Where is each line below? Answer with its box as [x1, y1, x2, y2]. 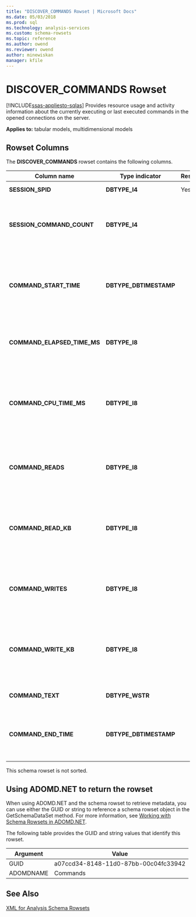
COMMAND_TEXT [9, 691, 60, 699]
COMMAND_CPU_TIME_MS [9, 399, 86, 407]
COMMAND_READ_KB [9, 524, 72, 532]
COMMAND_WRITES [9, 585, 68, 593]
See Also [6, 889, 39, 899]
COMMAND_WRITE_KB [9, 646, 75, 654]
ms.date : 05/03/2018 [6, 14, 57, 20]
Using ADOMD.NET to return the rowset [6, 784, 153, 794]
